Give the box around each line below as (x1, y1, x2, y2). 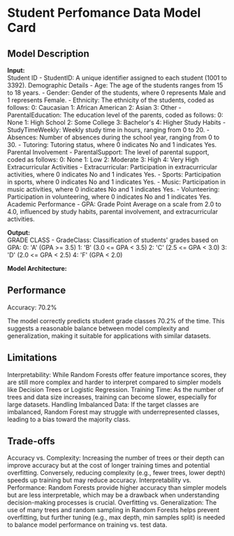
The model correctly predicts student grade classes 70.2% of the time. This (7, 316, 225, 325)
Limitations (7, 352, 57, 364)
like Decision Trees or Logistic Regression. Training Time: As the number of (7, 385, 224, 393)
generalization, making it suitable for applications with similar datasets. (7, 331, 211, 340)
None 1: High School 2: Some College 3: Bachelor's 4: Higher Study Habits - (7, 118, 226, 127)
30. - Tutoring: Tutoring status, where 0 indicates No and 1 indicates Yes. (7, 141, 217, 148)
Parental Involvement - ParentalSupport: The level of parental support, (7, 148, 210, 156)
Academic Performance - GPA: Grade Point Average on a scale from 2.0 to (7, 200, 221, 208)
